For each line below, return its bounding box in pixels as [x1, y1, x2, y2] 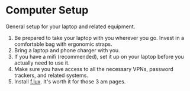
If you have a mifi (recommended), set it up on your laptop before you [14, 53, 184, 60]
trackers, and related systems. [14, 72, 88, 79]
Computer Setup [5, 4, 89, 17]
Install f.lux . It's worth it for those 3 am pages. [14, 77, 126, 85]
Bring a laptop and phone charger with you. [14, 46, 120, 53]
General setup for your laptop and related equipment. [5, 23, 136, 30]
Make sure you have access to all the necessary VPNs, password [14, 65, 174, 72]
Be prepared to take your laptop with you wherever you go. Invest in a [14, 34, 185, 41]
